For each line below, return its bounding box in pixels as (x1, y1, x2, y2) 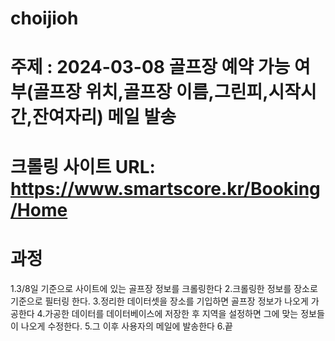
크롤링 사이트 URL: (10, 155, 156, 178)
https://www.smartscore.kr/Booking (10, 177, 321, 200)
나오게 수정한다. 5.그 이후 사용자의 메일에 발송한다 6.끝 (20, 320, 233, 332)
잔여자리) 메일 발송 (32, 106, 177, 129)
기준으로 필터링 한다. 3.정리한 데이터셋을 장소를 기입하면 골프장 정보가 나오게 (10, 295, 309, 307)
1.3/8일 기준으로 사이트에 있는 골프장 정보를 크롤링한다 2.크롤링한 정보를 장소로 (10, 282, 318, 294)
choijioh (10, 7, 79, 30)
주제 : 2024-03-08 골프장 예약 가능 (10, 56, 291, 79)
